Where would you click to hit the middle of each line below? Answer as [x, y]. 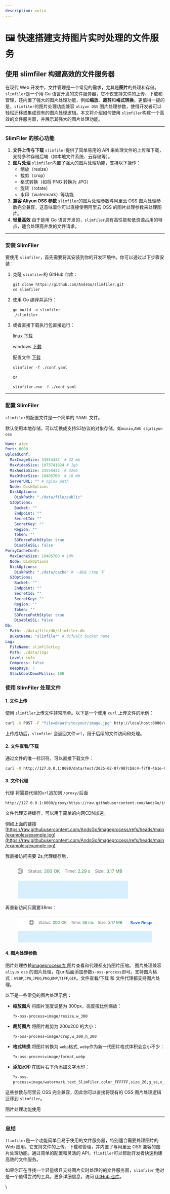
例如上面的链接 [21, 824]
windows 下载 [27, 347]
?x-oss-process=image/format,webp [49, 1057]
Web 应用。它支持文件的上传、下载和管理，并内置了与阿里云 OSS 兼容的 [81, 1146]
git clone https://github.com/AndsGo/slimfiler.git [68, 285]
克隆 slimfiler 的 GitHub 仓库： [45, 274]
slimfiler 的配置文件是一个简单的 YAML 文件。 [54, 417]
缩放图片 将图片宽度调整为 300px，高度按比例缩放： [67, 1006]
